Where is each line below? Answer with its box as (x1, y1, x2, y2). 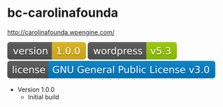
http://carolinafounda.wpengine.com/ (7, 28, 115, 36)
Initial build (27, 92, 59, 101)
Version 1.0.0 (17, 85, 55, 94)
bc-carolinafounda (7, 5, 119, 21)
